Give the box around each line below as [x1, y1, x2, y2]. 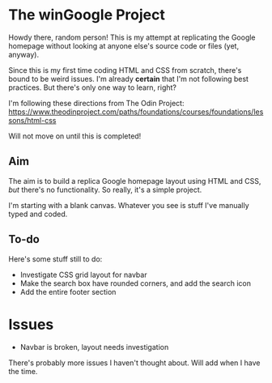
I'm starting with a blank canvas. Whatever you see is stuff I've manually [8, 200, 249, 210]
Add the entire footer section [19, 287, 117, 296]
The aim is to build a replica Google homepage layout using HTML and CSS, [8, 176, 261, 185]
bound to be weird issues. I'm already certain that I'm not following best [8, 74, 249, 83]
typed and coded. [8, 209, 68, 219]
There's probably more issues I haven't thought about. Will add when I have [8, 358, 261, 368]
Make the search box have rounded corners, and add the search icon [19, 278, 251, 288]
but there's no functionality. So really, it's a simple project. [8, 185, 202, 194]
